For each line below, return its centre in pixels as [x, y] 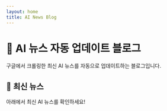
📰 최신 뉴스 [25, 86]
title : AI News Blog [32, 17]
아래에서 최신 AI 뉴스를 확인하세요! [46, 102]
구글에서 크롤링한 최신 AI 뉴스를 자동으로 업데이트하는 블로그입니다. [84, 66]
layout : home [22, 12]
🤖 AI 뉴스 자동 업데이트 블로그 [73, 48]
